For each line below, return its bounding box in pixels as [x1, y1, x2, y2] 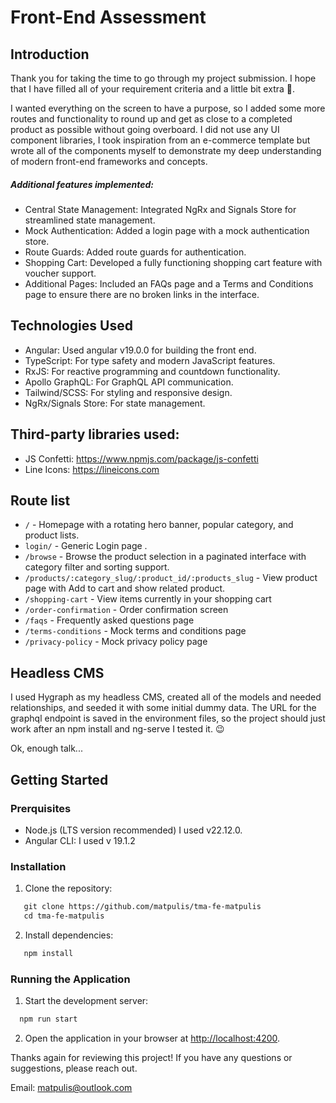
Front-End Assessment [10, 6, 207, 29]
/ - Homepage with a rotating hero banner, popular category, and [24, 519, 294, 531]
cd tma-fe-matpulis [23, 911, 105, 921]
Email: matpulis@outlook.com [10, 1082, 133, 1093]
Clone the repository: [24, 882, 113, 895]
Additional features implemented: [10, 178, 154, 190]
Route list [10, 492, 71, 509]
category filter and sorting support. [24, 561, 170, 573]
